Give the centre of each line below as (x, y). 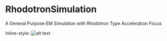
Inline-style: (18, 33)
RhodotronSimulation (51, 9)
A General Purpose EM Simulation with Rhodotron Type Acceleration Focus (83, 23)
